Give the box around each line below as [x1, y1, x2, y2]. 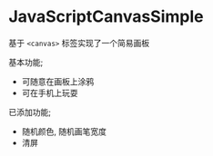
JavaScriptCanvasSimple [8, 6, 204, 27]
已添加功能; [8, 106, 52, 117]
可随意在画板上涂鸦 [21, 75, 95, 87]
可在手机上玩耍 [21, 87, 78, 98]
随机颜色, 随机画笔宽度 [21, 125, 106, 137]
